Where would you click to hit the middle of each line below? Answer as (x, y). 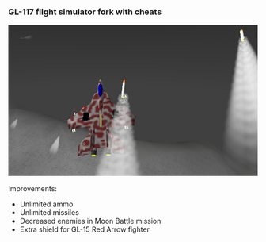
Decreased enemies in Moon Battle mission (90, 221)
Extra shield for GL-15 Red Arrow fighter (85, 229)
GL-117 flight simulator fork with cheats (85, 12)
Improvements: (33, 189)
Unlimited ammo (46, 204)
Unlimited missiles (49, 213)
